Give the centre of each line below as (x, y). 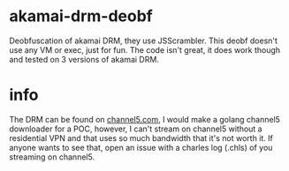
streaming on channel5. (52, 157)
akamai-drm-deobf (81, 16)
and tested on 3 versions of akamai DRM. (84, 59)
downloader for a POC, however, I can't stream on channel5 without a (136, 129)
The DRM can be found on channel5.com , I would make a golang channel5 (145, 119)
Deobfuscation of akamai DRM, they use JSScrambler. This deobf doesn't (144, 41)
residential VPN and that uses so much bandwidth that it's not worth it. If (141, 138)
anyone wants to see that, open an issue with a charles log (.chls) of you (141, 147)
